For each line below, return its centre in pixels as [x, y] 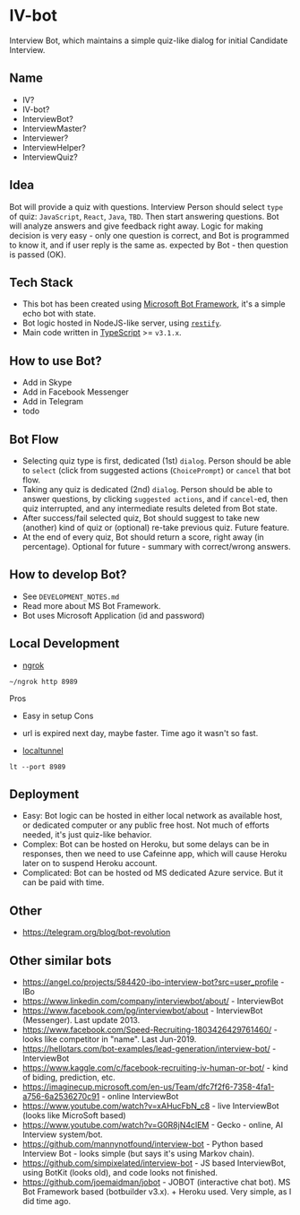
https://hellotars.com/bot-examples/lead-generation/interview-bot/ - [149, 1049]
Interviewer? [45, 138]
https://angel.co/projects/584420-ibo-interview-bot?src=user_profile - [153, 982]
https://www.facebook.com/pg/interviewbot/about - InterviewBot [142, 1011]
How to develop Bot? [68, 575]
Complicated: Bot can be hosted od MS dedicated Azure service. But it [153, 873]
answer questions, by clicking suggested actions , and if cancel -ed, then [155, 499]
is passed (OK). [38, 254]
